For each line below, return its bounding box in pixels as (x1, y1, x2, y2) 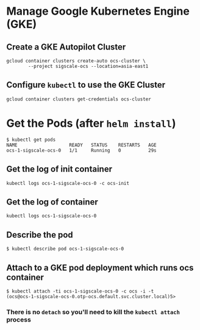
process (6, 315, 32, 324)
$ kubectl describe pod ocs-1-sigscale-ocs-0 (6, 246, 124, 252)
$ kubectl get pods (6, 137, 56, 143)
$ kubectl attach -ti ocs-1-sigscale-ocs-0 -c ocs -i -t (6, 288, 154, 294)
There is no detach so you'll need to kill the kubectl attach (6, 307, 180, 316)
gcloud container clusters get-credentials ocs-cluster (6, 96, 151, 102)
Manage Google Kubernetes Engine (6, 4, 190, 18)
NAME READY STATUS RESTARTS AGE (6, 142, 157, 148)
